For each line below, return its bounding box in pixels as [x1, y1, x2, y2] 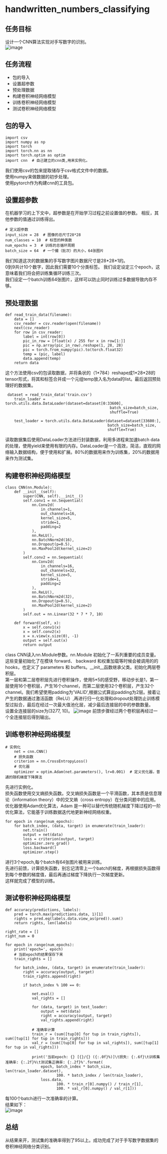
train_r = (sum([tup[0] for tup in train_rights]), [31, 1032, 141, 1037]
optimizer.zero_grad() [23, 841, 70, 846]
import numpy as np [5, 139, 46, 144]
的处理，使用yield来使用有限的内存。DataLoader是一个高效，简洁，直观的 [5, 443, 157, 449]
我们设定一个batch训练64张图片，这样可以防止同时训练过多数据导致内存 [5, 276, 153, 283]
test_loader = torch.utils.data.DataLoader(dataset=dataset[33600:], [14, 419, 162, 424]
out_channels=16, [40, 511, 77, 517]
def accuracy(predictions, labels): [5, 907, 81, 912]
